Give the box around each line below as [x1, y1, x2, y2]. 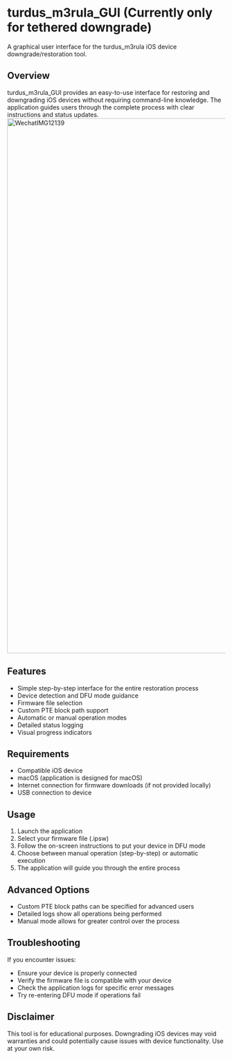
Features [7, 666, 46, 677]
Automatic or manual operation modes [17, 713, 127, 722]
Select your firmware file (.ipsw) [17, 835, 109, 843]
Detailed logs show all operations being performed [17, 909, 162, 918]
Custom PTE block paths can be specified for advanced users [17, 902, 195, 910]
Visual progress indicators [17, 728, 92, 736]
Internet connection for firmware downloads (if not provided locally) [17, 781, 211, 790]
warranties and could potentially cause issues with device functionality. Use [7, 1037, 224, 1045]
